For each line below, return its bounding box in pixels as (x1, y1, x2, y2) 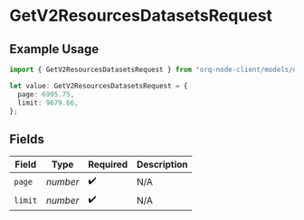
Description (136, 159, 188, 171)
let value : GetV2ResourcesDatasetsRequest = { (9, 81, 188, 90)
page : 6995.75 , (17, 89, 75, 99)
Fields (9, 132, 45, 147)
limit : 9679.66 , (17, 98, 79, 107)
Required (87, 159, 128, 171)
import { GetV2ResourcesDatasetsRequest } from (9, 65, 193, 74)
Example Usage (9, 41, 100, 57)
